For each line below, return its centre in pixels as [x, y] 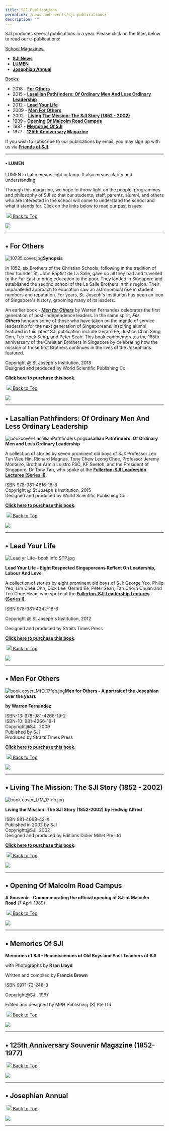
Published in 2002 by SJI [31, 825]
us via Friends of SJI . [27, 147]
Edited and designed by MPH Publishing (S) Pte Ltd [58, 1005]
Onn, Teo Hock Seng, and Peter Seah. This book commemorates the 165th [82, 337]
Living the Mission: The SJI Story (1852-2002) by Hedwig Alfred [74, 809]
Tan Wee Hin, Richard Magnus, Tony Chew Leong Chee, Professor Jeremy [82, 459]
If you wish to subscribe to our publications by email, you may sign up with [82, 141]
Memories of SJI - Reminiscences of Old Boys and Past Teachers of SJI [81, 956]
